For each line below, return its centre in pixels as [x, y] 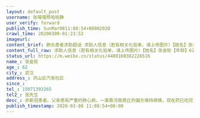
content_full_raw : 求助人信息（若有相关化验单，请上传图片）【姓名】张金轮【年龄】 [98, 51]
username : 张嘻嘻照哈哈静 [35, 17]
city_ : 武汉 [20, 73]
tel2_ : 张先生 [22, 95]
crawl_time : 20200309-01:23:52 [45, 34]
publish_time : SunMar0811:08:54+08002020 [58, 28]
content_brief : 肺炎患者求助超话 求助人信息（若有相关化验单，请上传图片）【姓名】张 [100, 45]
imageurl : [18, 39]
